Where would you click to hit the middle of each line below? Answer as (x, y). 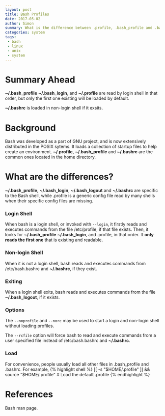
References (29, 394)
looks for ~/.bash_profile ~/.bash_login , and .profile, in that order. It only (79, 235)
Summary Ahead (40, 80)
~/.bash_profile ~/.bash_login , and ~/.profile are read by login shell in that (81, 93)
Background (30, 128)
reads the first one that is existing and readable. (54, 240)
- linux (15, 46)
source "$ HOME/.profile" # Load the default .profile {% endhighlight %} (78, 374)
